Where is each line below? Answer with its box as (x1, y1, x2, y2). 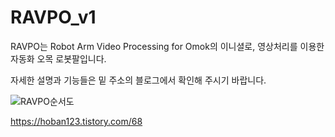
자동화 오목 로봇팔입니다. (10, 52, 107, 65)
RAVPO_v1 (10, 6, 97, 29)
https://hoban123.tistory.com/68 (10, 115, 143, 127)
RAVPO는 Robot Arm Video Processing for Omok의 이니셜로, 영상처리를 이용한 (10, 40, 325, 52)
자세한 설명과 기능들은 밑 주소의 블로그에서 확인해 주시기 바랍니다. (10, 74, 267, 86)
